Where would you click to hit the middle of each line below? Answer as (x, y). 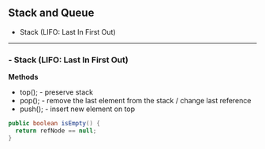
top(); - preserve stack (56, 92)
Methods (23, 77)
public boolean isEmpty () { (54, 124)
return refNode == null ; (56, 130)
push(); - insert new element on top (77, 109)
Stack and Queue (51, 13)
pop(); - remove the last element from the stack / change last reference (135, 101)
